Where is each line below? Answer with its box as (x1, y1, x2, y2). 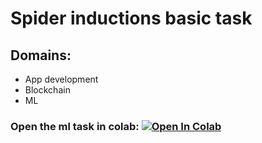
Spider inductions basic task (10, 7, 253, 30)
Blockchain (24, 84, 71, 96)
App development (24, 73, 99, 85)
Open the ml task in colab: (10, 119, 140, 133)
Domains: (10, 47, 72, 64)
